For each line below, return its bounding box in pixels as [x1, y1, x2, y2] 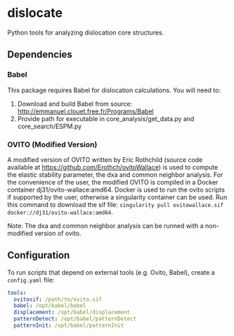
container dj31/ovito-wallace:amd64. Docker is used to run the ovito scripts [7, 185, 225, 194]
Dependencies [7, 49, 72, 61]
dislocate [7, 5, 63, 21]
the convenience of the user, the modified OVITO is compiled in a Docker [7, 178, 219, 186]
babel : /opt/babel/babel [13, 302, 86, 309]
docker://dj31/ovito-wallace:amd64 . [7, 208, 114, 216]
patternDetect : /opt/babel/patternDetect [13, 316, 137, 323]
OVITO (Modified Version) [7, 139, 98, 149]
